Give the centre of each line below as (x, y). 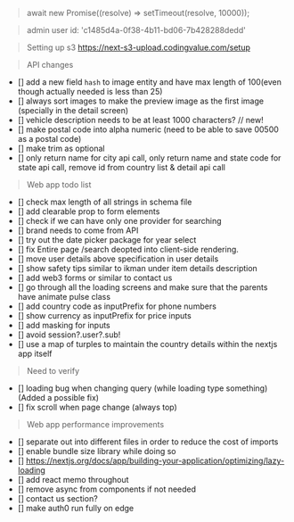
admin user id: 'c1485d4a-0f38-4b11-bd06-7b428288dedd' (136, 30)
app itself (35, 353)
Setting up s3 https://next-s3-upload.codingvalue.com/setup (139, 47)
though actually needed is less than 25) (90, 91)
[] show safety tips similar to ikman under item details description (138, 268)
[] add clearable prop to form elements (89, 211)
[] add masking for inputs (64, 325)
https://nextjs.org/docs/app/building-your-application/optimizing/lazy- (155, 460)
